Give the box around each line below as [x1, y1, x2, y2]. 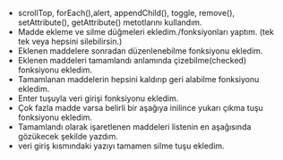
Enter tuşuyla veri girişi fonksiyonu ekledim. [17, 93, 179, 104]
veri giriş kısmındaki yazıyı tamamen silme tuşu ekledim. [17, 140, 226, 151]
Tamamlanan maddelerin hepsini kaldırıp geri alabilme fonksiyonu [17, 74, 260, 84]
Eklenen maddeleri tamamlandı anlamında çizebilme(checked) [17, 55, 247, 65]
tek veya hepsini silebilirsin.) [17, 36, 123, 46]
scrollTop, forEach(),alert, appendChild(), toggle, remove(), [17, 8, 236, 18]
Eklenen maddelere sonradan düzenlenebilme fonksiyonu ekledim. [17, 46, 263, 56]
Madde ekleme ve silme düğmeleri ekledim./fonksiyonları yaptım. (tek [17, 27, 275, 37]
